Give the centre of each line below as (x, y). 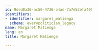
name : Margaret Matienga (30, 28)
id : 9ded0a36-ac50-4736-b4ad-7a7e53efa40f (49, 9)
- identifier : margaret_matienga (39, 18)
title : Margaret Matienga (31, 37)
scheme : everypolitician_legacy (43, 23)
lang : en (14, 32)
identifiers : (18, 14)
